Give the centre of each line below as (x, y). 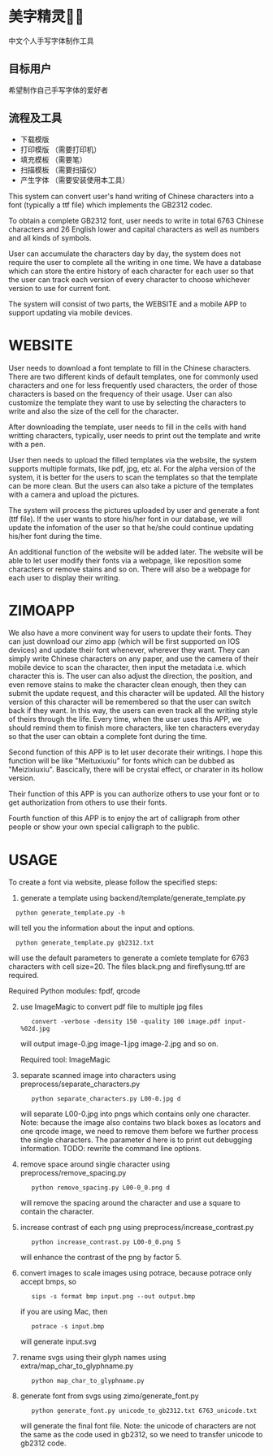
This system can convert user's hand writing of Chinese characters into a (131, 196)
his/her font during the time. (55, 536)
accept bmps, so (48, 1282)
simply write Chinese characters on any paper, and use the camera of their (134, 658)
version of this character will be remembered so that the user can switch (130, 702)
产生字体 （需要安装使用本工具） (75, 180)
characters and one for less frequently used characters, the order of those (133, 385)
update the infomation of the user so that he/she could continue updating (131, 527)
